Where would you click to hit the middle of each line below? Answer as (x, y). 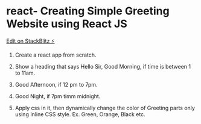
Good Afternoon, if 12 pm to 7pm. (56, 84)
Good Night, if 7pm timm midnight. (58, 96)
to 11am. (25, 73)
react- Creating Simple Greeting (88, 11)
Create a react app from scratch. (56, 55)
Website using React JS (67, 24)
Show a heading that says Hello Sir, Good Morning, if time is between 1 (103, 66)
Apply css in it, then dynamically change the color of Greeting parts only (105, 108)
